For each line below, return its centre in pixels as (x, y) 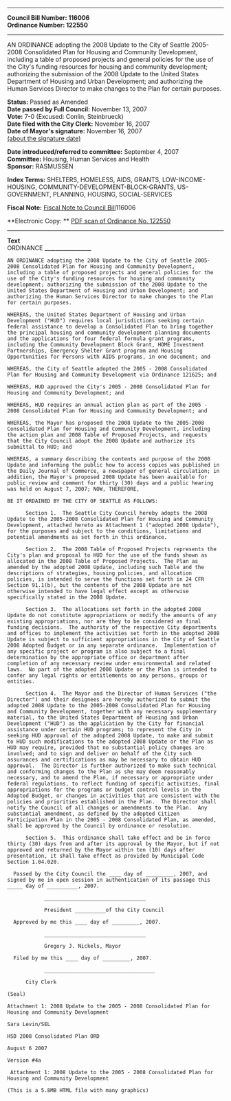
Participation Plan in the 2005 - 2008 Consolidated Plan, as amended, (112, 820)
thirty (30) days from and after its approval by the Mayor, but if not (113, 844)
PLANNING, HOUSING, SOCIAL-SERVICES (112, 194)
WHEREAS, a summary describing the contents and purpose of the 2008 (109, 459)
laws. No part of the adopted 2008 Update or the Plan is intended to (112, 669)
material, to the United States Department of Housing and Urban (102, 718)
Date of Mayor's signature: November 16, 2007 (75, 131)
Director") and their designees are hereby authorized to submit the (109, 700)
